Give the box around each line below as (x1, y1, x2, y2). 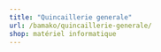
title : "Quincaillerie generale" (9, 12, 133, 22)
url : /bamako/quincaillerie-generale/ (9, 21, 152, 30)
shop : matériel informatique (9, 29, 117, 38)
